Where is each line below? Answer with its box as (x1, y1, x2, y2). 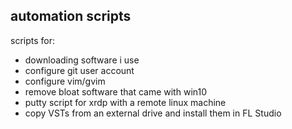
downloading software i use (24, 54, 140, 66)
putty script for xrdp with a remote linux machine (24, 96, 227, 108)
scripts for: (10, 34, 55, 46)
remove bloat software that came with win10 (24, 85, 208, 98)
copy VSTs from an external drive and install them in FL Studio (24, 107, 282, 119)
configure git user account (24, 64, 135, 76)
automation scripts (10, 8, 132, 25)
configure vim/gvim (24, 75, 106, 87)
